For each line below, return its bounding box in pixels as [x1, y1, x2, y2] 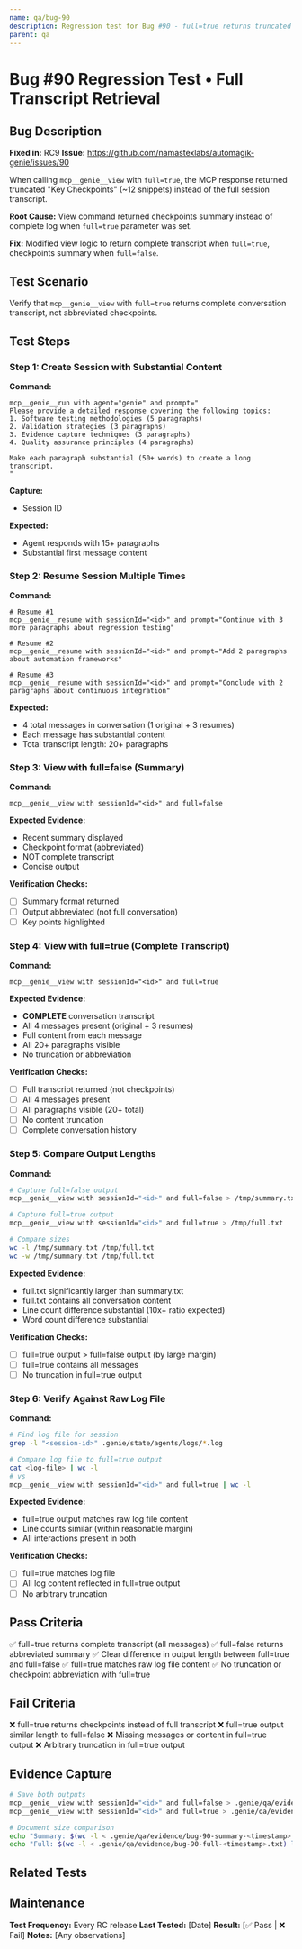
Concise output [22, 861, 80, 872]
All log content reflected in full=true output [22, 1578, 181, 1589]
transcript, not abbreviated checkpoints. [9, 307, 158, 318]
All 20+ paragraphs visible [22, 1039, 120, 1050]
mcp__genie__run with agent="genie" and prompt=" [9, 398, 200, 407]
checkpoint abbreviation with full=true [9, 1669, 151, 1680]
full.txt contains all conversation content [22, 1295, 172, 1306]
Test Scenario [9, 274, 89, 289]
